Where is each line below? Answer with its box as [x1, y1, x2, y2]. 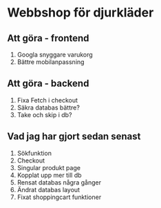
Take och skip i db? [17, 110, 72, 118]
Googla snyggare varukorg [17, 50, 93, 59]
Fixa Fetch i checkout [17, 96, 78, 104]
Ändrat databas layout [17, 185, 80, 194]
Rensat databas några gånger [17, 178, 102, 187]
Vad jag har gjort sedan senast [7, 131, 141, 143]
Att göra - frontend [7, 32, 89, 44]
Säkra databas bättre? [17, 103, 80, 112]
